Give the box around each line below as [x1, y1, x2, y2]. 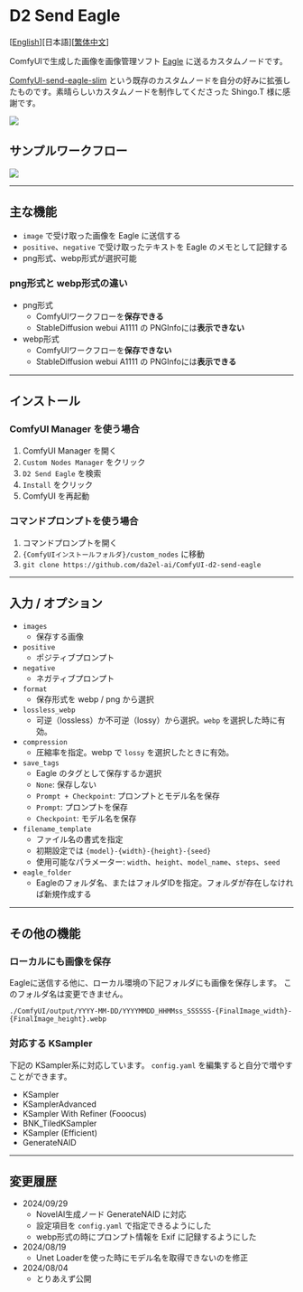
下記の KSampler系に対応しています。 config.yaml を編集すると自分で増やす [9, 1059, 293, 1071]
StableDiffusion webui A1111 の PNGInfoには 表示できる [35, 356, 237, 367]
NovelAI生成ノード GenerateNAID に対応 [35, 1209, 187, 1220]
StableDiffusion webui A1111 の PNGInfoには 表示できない [35, 322, 245, 332]
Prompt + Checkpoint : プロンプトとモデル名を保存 [35, 790, 221, 800]
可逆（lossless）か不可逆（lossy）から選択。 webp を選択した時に [35, 715, 278, 726]
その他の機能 [9, 926, 81, 941]
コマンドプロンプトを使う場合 [9, 515, 139, 528]
